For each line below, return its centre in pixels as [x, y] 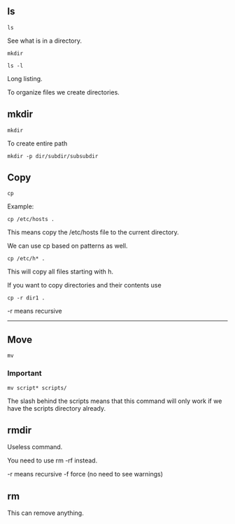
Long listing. [25, 78]
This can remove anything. [45, 513]
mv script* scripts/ [37, 388]
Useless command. [35, 447]
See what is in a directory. [45, 41]
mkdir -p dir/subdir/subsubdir [53, 156]
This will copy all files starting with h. [60, 271]
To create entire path [37, 143]
